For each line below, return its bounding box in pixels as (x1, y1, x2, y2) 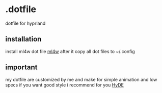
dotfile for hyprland (5, 20, 46, 26)
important (5, 63, 38, 72)
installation (5, 35, 42, 43)
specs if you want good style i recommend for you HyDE (5, 82, 124, 88)
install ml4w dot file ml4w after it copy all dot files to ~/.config (5, 48, 135, 54)
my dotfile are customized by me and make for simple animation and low (5, 76, 157, 82)
